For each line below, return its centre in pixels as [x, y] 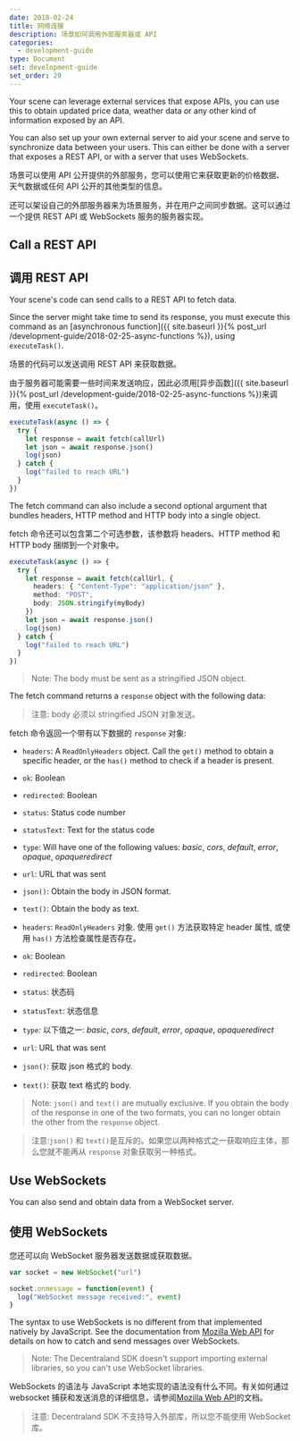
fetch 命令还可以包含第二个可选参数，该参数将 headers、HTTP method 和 [145, 534]
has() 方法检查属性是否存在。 [87, 939]
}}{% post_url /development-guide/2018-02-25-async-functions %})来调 [144, 393]
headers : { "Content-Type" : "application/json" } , [129, 586]
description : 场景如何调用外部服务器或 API [83, 34]
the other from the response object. [96, 1122]
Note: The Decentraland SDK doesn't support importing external [149, 1359]
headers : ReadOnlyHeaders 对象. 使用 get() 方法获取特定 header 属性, [147, 927]
